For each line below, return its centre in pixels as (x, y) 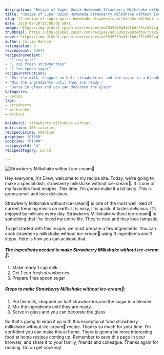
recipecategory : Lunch (28, 151)
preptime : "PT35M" (24, 137)
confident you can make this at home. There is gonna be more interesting (79, 331)
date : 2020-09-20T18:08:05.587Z (38, 23)
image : (12, 28)
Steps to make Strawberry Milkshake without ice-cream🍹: (65, 289)
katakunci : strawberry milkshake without (48, 123)
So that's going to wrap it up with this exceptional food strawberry (72, 321)
